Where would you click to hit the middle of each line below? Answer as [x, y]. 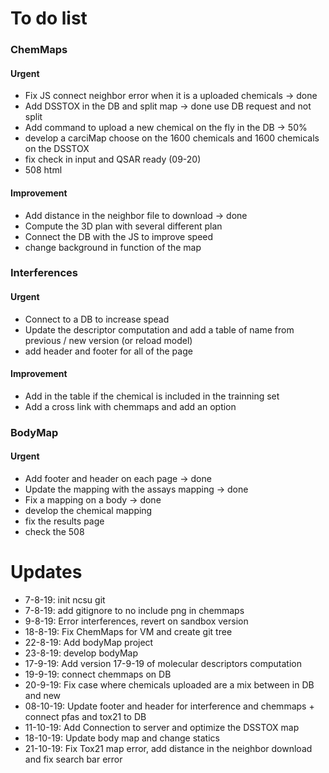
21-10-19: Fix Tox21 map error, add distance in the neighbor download [168, 748]
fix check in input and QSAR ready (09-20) [113, 159]
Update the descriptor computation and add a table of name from [159, 329]
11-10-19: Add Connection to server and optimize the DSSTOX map [162, 727]
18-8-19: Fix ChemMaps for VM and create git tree [128, 631]
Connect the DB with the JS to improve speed [119, 236]
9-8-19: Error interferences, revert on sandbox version [136, 621]
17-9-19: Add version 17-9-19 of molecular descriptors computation [163, 663]
